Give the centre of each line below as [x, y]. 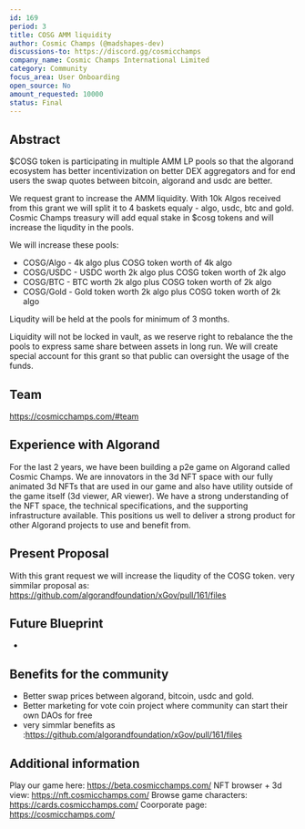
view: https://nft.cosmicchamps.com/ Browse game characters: [128, 795]
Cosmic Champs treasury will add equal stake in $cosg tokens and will [142, 218]
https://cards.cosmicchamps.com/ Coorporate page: [108, 805]
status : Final [36, 102]
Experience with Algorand [85, 445]
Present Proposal [59, 553]
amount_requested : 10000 [56, 94]
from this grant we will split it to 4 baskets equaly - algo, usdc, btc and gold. [152, 208]
